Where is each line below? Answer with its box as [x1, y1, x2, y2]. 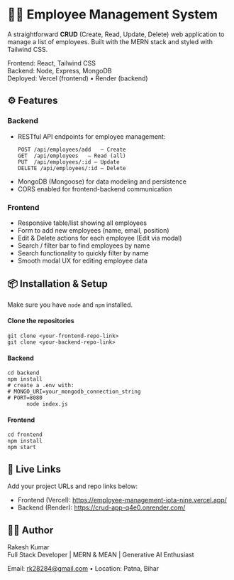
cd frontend [7, 431, 43, 438]
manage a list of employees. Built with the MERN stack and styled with [7, 37, 213, 46]
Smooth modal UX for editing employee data [17, 256, 147, 265]
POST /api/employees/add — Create [17, 146, 126, 153]
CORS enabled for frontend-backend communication [17, 184, 172, 193]
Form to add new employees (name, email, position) [17, 226, 169, 234]
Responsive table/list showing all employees [17, 218, 147, 227]
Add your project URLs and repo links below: [7, 482, 138, 490]
